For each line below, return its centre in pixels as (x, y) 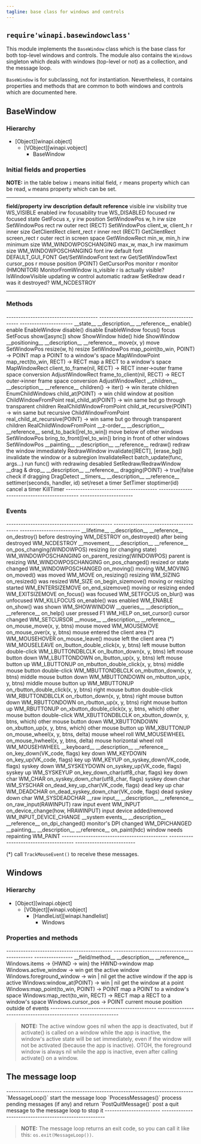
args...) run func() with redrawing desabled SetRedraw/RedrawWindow (94, 463)
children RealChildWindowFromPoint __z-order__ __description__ (85, 425)
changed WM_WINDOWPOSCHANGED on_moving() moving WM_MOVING (98, 569)
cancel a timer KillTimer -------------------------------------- (82, 489)
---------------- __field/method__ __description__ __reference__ (112, 957)
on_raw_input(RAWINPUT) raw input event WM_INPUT (73, 805)
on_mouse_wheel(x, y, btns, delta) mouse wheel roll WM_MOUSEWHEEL (96, 734)
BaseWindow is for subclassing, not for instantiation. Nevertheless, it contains (100, 80)
